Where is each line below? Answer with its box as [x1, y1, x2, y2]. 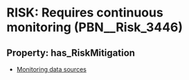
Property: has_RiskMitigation [6, 47, 136, 59]
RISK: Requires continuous [6, 5, 163, 21]
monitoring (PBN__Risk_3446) [6, 19, 183, 35]
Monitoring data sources [16, 66, 87, 73]
